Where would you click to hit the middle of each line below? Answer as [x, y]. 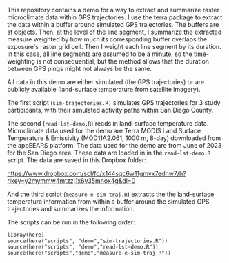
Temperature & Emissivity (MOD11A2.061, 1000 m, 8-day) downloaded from [114, 138]
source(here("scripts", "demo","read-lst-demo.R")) [83, 247]
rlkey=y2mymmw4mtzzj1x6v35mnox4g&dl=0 [71, 181]
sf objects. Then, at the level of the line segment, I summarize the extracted [114, 32]
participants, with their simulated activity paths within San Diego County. [110, 110]
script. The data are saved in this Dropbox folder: [77, 160]
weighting [21, 61]
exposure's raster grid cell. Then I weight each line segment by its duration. [114, 47]
